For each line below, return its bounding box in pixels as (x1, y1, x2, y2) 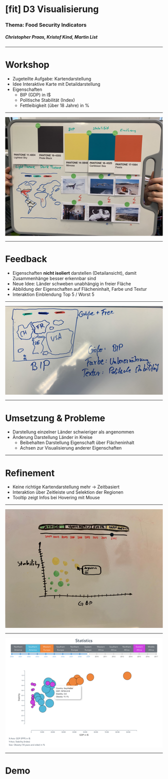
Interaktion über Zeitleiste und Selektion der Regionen (12, 489, 123, 495)
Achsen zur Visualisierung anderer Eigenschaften (19, 445, 122, 451)
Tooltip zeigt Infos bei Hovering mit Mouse (12, 495, 100, 501)
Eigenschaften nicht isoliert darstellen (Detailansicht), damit (12, 270, 136, 276)
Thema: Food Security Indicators (5, 22, 87, 29)
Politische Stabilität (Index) (19, 97, 75, 103)
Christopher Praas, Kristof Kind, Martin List (5, 34, 98, 40)
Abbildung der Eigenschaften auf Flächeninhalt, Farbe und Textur (12, 286, 147, 292)
